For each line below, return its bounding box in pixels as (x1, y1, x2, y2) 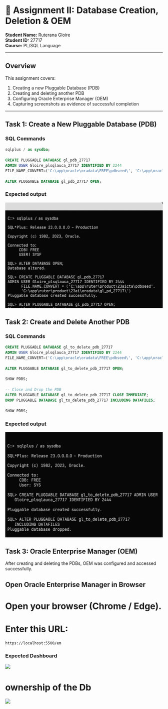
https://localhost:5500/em (5, 640, 61, 646)
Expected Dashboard (5, 652, 57, 659)
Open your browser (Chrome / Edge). (5, 600, 161, 612)
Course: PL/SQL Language (5, 42, 61, 48)
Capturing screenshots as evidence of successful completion (12, 100, 139, 107)
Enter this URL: (5, 624, 68, 635)
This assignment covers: (5, 75, 56, 81)
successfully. (5, 566, 32, 572)
